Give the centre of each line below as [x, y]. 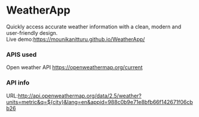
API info [18, 83]
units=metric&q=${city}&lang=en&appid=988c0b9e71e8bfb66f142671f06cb [100, 102]
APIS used [21, 54]
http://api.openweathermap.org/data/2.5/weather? [80, 96]
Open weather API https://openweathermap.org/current [74, 67]
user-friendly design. [32, 32]
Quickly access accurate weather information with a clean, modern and [94, 27]
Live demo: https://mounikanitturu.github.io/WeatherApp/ [76, 39]
